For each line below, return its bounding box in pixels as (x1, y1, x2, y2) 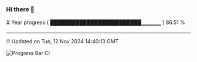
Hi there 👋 (6, 5, 35, 13)
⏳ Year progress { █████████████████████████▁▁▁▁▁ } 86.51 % (6, 19, 186, 26)
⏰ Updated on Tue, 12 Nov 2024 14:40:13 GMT (6, 38, 119, 45)
